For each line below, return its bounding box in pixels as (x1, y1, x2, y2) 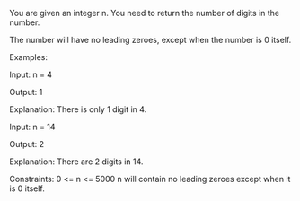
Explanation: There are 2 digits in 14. (9, 156, 144, 167)
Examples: (9, 52, 48, 62)
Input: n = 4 (9, 69, 52, 80)
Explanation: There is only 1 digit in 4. (9, 104, 147, 115)
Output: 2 (9, 139, 45, 149)
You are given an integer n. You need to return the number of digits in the (9, 8, 280, 18)
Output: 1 (9, 87, 43, 97)
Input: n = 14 (9, 121, 56, 132)
